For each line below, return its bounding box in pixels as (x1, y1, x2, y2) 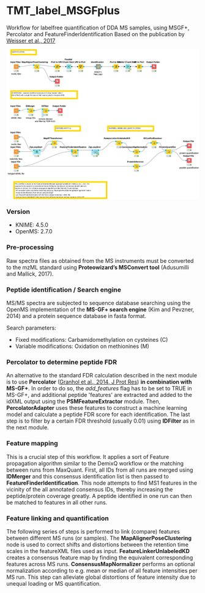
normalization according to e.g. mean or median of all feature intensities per (6, 567, 198, 574)
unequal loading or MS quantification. (6, 580, 101, 587)
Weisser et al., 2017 (6, 37, 56, 44)
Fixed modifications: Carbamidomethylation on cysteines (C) (15, 336, 168, 343)
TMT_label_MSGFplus (6, 4, 121, 18)
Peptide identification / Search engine (6, 285, 121, 294)
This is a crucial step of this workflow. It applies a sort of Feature (6, 453, 170, 460)
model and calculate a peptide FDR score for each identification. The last (6, 411, 190, 418)
